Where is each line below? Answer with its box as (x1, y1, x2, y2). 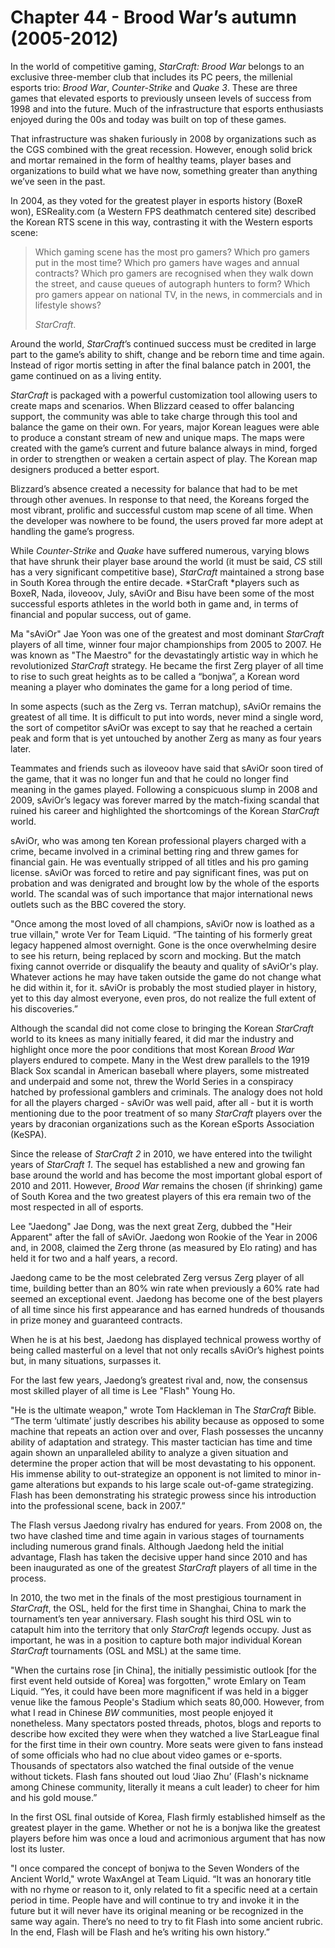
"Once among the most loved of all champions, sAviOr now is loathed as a (10, 917, 315, 930)
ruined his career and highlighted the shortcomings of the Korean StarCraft (10, 804, 320, 816)
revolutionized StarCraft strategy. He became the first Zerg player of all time (10, 659, 324, 671)
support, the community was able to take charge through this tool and (10, 410, 298, 422)
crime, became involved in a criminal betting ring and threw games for (10, 845, 299, 857)
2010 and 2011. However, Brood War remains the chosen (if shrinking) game (10, 1179, 323, 1191)
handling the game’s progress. (10, 525, 135, 537)
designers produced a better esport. (10, 463, 160, 475)
